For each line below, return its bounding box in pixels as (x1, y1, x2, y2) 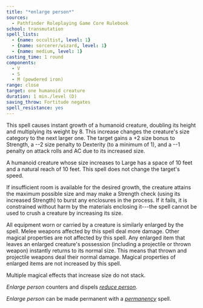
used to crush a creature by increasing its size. (6, 209, 123, 216)
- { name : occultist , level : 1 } (12, 37, 91, 43)
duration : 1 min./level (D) (6, 93, 78, 99)
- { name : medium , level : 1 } (12, 49, 83, 55)
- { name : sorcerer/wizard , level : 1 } (12, 43, 107, 49)
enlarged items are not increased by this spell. (6, 259, 122, 267)
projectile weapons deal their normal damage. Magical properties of (6, 253, 176, 261)
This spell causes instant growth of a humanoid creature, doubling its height (6, 121, 196, 129)
